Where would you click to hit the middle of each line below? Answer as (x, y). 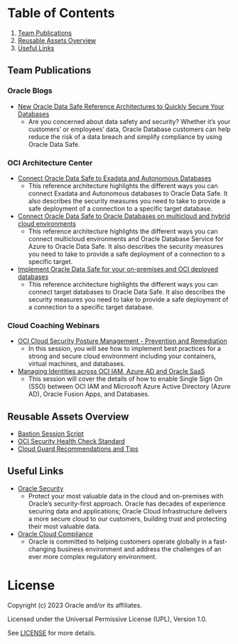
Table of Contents (61, 13)
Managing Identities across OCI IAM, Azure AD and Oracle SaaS (111, 372)
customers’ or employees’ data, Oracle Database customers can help (129, 129)
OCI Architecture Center (50, 163)
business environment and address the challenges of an (139, 549)
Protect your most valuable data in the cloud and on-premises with (126, 496)
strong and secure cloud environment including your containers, (122, 356)
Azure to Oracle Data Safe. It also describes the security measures (126, 246)
